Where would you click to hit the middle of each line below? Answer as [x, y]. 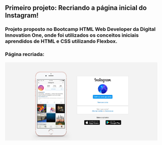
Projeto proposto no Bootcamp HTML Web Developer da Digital [80, 29]
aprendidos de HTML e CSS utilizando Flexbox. [61, 42]
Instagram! [22, 16]
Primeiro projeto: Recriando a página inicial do [76, 8]
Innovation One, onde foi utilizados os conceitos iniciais [72, 35]
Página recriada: [25, 54]
